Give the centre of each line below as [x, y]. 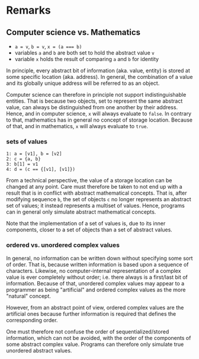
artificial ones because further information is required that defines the [91, 314]
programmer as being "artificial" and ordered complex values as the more [96, 290]
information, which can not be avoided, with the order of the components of [99, 338]
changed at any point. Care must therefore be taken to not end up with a [94, 187]
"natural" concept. [29, 296]
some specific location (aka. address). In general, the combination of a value [99, 77]
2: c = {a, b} [24, 159]
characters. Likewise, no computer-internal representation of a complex [94, 271]
